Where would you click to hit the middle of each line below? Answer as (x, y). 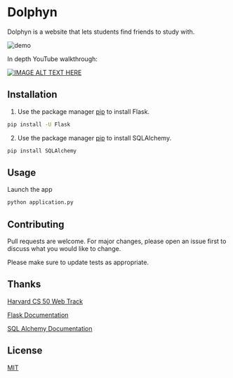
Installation (32, 94)
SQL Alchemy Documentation (50, 328)
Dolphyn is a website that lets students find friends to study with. (101, 32)
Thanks (24, 284)
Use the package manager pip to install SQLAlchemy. (94, 138)
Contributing (36, 224)
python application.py (40, 202)
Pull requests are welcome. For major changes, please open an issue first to (117, 241)
